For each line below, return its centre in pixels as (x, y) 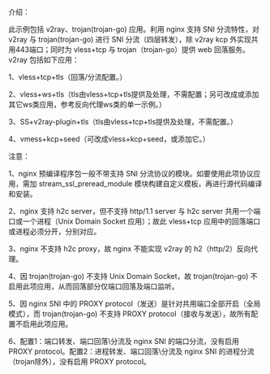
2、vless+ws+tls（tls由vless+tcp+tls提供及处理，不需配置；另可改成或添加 (134, 94)
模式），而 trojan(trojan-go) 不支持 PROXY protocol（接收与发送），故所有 (130, 314)
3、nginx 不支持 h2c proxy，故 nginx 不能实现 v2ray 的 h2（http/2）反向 (130, 249)
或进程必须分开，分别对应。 (55, 231)
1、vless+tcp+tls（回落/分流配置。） (68, 77)
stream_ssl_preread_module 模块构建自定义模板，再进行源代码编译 (150, 184)
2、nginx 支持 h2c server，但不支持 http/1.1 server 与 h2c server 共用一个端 (135, 211)
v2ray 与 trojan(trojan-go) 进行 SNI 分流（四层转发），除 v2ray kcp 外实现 (130, 39)
